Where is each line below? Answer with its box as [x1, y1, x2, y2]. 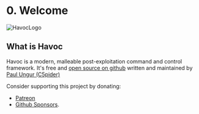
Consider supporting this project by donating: [6, 82, 121, 90]
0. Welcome [6, 4, 69, 18]
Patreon [15, 94, 36, 101]
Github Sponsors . [15, 101, 59, 108]
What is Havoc [6, 41, 63, 52]
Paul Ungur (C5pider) [6, 71, 60, 78]
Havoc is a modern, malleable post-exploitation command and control [6, 57, 182, 65]
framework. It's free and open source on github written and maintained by [6, 64, 193, 71]
